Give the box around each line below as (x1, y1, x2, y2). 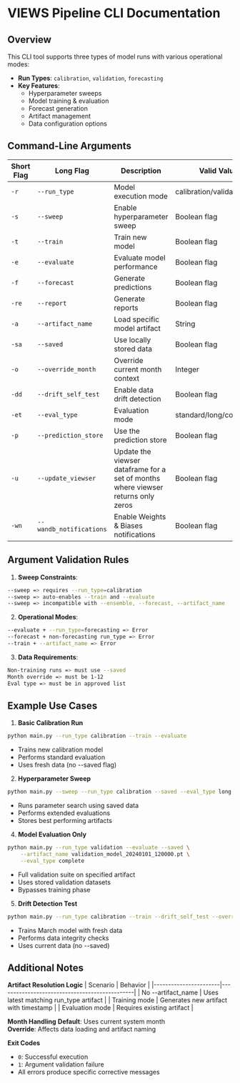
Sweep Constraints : (17, 573, 79, 582)
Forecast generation (28, 104, 88, 112)
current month (114, 364, 162, 374)
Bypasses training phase (17, 885, 91, 894)
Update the (114, 446, 151, 456)
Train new (114, 232, 148, 242)
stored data (114, 344, 152, 354)
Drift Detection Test (17, 899, 78, 908)
